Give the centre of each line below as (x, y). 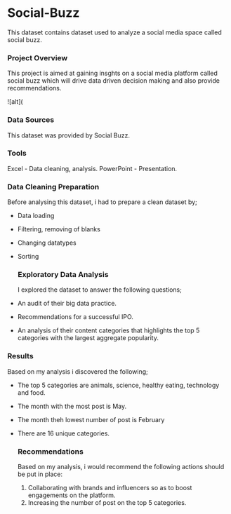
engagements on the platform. (72, 495)
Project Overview (38, 58)
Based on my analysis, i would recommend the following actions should (121, 467)
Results (20, 356)
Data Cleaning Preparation (53, 187)
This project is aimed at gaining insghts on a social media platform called (112, 73)
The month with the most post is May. (72, 406)
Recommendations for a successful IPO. (75, 317)
